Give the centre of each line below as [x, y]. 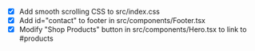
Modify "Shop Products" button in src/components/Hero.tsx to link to [133, 29]
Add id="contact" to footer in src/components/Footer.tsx [112, 21]
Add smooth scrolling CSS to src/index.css [90, 12]
